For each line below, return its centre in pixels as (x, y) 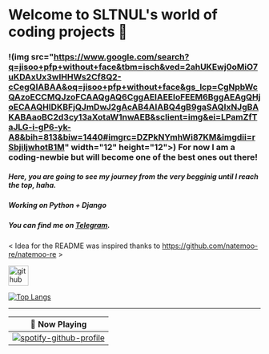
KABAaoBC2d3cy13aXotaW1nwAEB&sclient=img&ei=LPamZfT (133, 117)
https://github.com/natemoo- (210, 246)
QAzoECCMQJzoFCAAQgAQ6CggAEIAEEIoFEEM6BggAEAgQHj (134, 97)
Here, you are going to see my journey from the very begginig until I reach (133, 176)
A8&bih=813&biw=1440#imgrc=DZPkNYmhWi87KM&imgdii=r (132, 137)
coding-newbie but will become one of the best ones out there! (133, 157)
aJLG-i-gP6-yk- (40, 128)
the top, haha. (32, 185)
